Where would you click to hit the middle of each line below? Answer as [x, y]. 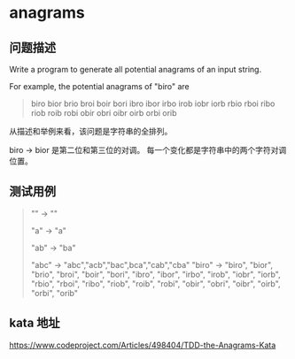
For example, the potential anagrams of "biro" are [100, 86]
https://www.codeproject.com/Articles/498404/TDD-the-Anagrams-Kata [143, 345]
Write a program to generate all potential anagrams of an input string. [136, 69]
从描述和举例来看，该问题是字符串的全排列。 [91, 131]
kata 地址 [35, 323]
